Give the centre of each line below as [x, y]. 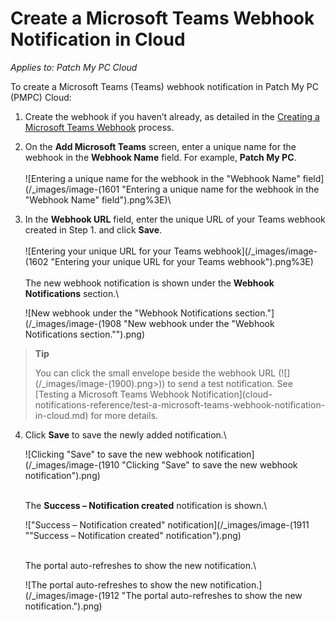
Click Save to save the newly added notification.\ [125, 434]
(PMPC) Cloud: [41, 97]
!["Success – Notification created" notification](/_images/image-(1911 [167, 524]
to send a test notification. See [230, 383]
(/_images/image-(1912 [72, 595]
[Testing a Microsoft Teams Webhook [112, 394]
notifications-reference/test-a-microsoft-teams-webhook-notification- [180, 404]
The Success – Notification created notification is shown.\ [146, 505]
